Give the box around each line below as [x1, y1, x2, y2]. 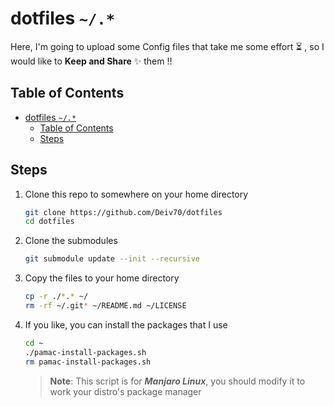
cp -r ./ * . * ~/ [24, 292, 89, 302]
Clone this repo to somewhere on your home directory [24, 188, 249, 200]
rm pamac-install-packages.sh [24, 357, 152, 367]
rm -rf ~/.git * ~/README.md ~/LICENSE [24, 301, 187, 311]
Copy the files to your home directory [24, 272, 180, 284]
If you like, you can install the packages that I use [24, 318, 228, 331]
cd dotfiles [24, 217, 75, 227]
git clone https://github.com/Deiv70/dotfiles [24, 207, 223, 217]
